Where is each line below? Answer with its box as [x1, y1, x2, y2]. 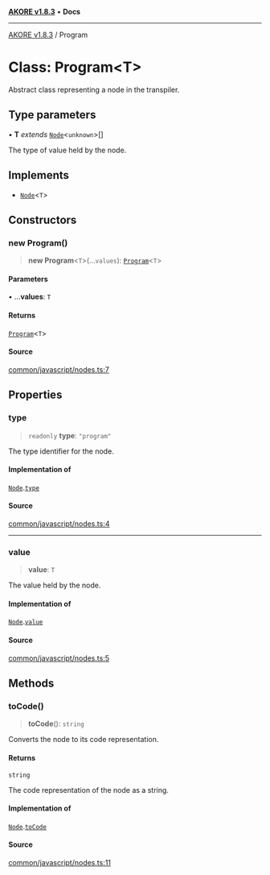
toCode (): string [27, 719, 84, 728]
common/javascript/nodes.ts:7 [8, 364, 110, 374]
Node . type [8, 483, 40, 492]
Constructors [8, 213, 77, 226]
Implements [8, 168, 70, 182]
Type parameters [8, 108, 96, 122]
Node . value [8, 616, 43, 627]
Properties [8, 388, 63, 402]
